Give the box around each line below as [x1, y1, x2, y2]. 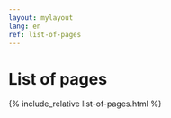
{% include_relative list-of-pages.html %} [8, 98, 163, 109]
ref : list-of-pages [8, 30, 82, 39]
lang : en [8, 22, 41, 31]
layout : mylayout [8, 13, 74, 23]
